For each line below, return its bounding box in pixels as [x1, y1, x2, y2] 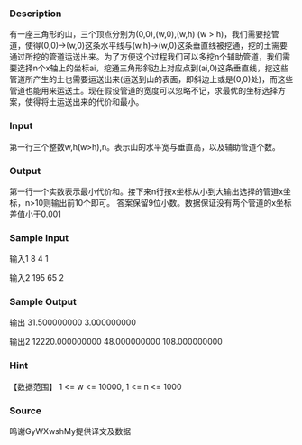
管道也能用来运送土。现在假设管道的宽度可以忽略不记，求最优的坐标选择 [9, 85, 278, 97]
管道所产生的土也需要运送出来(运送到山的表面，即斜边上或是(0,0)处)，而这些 [9, 74, 294, 85]
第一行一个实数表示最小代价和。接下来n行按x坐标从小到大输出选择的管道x [9, 186, 284, 197]
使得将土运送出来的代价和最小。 [24, 97, 144, 107]
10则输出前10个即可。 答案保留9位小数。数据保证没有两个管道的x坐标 [34, 197, 292, 208]
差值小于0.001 [9, 209, 61, 219]
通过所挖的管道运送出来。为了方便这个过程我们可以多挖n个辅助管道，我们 [9, 51, 283, 62]
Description [9, 7, 62, 20]
